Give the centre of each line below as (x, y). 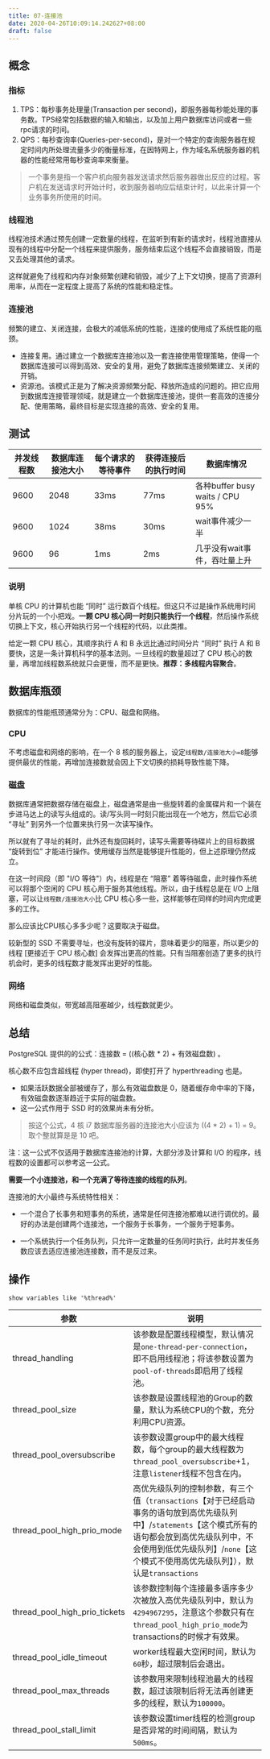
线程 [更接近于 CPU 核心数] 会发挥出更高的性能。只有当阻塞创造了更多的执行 (135, 953)
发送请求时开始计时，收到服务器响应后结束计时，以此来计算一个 (155, 187)
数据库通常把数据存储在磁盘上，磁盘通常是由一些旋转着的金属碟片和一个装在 (135, 804)
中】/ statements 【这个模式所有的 (195, 1525)
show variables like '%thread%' (62, 1298)
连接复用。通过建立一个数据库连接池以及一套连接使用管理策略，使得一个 (139, 355)
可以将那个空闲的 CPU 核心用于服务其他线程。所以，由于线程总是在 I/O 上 (130, 889)
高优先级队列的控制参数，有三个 (193, 1489)
